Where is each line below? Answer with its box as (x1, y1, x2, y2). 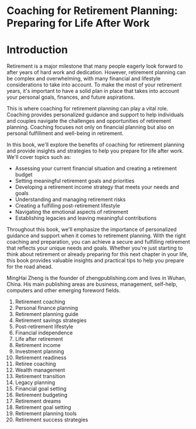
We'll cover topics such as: (6, 154, 72, 161)
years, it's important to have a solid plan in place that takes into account (6, 88, 180, 95)
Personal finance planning (15, 305, 78, 312)
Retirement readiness (15, 354, 66, 361)
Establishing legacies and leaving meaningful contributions (15, 214, 157, 222)
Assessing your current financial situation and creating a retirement (15, 165, 177, 172)
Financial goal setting (15, 385, 66, 392)
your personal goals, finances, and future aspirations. (6, 94, 135, 101)
